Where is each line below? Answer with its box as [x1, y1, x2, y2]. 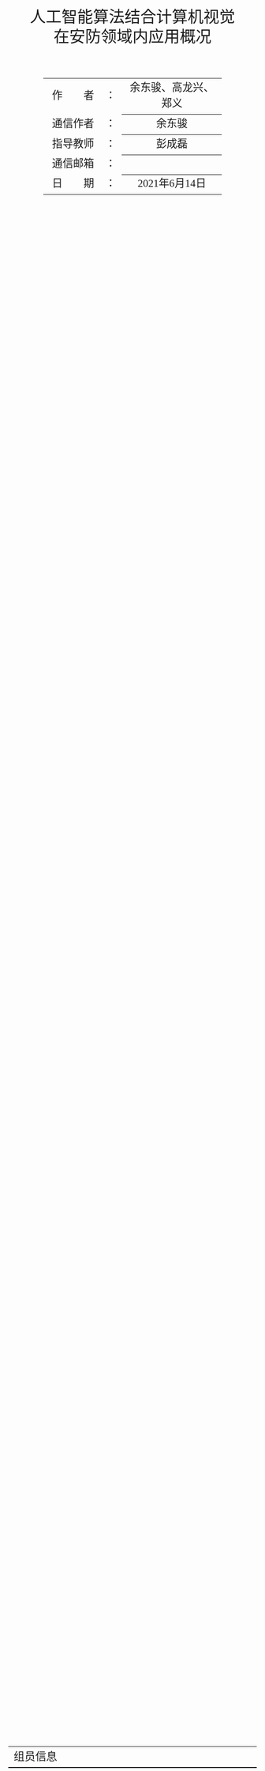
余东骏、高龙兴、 [129, 81, 215, 94]
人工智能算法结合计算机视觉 [29, 7, 235, 26]
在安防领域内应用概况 [53, 27, 211, 46]
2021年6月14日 [137, 177, 207, 190]
